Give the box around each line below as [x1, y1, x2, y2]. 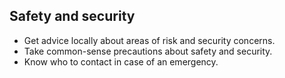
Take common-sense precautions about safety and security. [23, 45, 273, 57]
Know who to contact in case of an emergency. [23, 55, 219, 68]
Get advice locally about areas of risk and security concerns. [23, 34, 276, 46]
